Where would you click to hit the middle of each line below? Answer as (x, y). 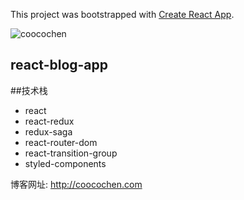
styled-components (65, 163)
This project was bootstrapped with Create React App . (122, 14)
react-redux (49, 121)
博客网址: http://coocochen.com (76, 184)
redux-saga (48, 131)
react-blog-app (59, 65)
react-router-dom (61, 142)
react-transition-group (71, 153)
